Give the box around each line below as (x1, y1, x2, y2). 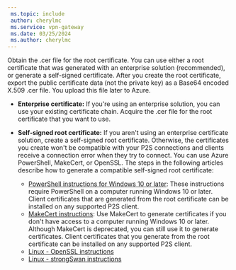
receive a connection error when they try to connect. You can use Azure (17, 151, 229, 160)
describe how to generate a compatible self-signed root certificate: (17, 166, 214, 175)
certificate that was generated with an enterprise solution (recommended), (7, 64, 225, 72)
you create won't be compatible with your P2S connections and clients (17, 143, 225, 152)
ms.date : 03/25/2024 (10, 30, 72, 37)
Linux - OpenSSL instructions (28, 247, 115, 256)
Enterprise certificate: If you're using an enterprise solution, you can (17, 100, 220, 108)
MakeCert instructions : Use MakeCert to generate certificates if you (28, 210, 227, 218)
